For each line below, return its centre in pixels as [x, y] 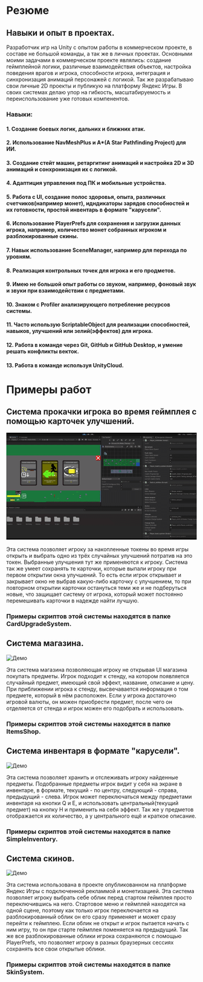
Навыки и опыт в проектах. [60, 33]
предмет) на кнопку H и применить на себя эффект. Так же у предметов [100, 809]
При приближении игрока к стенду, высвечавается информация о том [97, 689]
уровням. [19, 257]
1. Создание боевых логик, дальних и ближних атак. [76, 129]
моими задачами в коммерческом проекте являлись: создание [89, 60]
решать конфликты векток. [43, 352]
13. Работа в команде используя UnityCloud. [65, 365]
